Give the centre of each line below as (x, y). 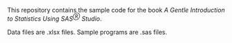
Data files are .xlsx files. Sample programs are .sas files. (88, 32)
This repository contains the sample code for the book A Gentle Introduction (116, 10)
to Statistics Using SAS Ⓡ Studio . (55, 18)
